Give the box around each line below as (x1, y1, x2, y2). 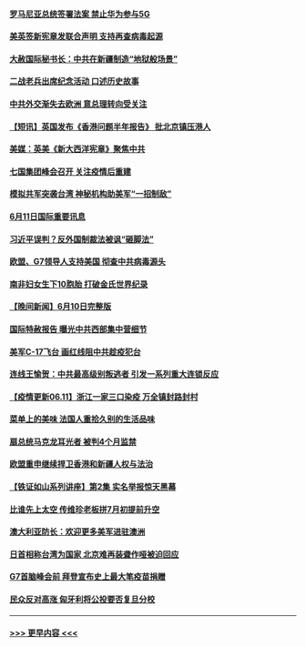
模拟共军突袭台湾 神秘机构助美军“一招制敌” (9, 188, 172, 199)
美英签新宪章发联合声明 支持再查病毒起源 (9, 31, 164, 42)
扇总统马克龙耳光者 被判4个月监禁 (9, 436, 137, 447)
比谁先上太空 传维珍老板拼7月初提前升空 (9, 503, 160, 514)
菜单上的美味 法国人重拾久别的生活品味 (9, 414, 156, 425)
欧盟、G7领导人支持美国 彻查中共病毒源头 (9, 256, 166, 268)
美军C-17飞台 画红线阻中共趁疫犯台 (9, 346, 141, 357)
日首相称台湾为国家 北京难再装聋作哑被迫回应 (9, 549, 179, 560)
